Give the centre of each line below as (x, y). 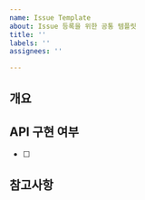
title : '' (28, 34)
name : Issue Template (50, 18)
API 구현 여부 (44, 132)
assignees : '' (36, 52)
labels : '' (30, 43)
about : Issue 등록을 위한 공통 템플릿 (73, 26)
